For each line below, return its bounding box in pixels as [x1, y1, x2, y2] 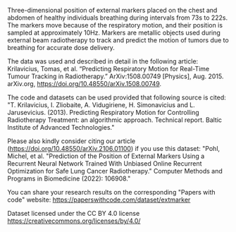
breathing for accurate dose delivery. [7, 44, 115, 51]
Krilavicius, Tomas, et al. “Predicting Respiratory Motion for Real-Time [7, 65, 210, 73]
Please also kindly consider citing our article [7, 137, 136, 145]
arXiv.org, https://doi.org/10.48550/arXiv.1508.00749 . [7, 80, 162, 87]
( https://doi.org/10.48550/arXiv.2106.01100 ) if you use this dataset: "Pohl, [7, 145, 221, 152]
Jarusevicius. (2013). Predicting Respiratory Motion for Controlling [7, 109, 199, 116]
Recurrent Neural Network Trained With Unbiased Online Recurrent [7, 159, 202, 168]
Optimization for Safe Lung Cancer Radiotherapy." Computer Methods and [7, 167, 223, 175]
